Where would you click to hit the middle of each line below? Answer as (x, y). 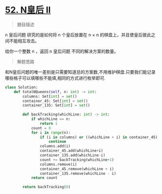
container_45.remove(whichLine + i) (77, 169)
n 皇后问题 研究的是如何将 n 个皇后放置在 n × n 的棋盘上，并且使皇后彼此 (78, 35)
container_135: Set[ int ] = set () (56, 105)
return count (44, 178)
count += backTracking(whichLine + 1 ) (77, 160)
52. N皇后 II (28, 10)
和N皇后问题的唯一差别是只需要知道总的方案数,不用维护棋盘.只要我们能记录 (80, 72)
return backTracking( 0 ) (46, 187)
